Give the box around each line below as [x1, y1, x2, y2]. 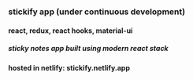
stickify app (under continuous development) [8, 6, 186, 17]
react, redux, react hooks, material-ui [8, 26, 133, 35]
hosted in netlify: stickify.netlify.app [8, 64, 131, 73]
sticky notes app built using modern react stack [8, 44, 169, 53]
